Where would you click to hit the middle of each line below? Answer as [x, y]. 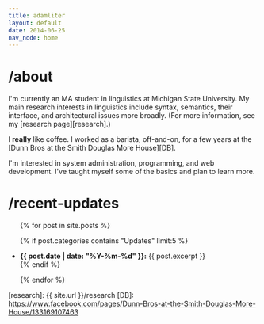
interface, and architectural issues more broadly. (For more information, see [132, 116]
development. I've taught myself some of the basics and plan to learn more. [132, 172]
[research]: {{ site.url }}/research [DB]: [71, 295]
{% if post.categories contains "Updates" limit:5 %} [104, 241]
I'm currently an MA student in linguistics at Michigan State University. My [129, 99]
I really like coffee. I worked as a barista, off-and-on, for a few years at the [130, 139]
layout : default [35, 23]
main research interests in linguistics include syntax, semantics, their [121, 107]
